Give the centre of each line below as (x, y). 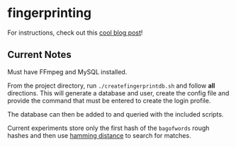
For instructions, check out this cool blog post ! (75, 33)
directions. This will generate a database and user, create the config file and (118, 93)
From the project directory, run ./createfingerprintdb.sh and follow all (111, 86)
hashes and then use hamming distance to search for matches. (99, 135)
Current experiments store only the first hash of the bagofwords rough (108, 128)
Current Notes (40, 55)
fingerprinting (50, 13)
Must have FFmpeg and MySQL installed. (67, 71)
